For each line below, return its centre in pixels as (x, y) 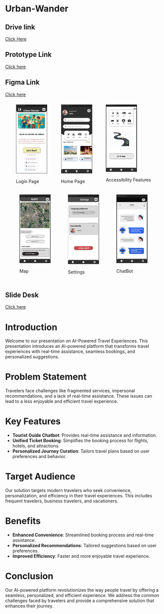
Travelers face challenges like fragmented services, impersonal (70, 391)
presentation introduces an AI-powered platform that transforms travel (77, 346)
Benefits (23, 521)
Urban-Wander (37, 9)
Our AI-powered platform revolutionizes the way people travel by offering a (82, 590)
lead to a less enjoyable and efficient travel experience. (62, 401)
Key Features (33, 421)
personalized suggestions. (32, 357)
